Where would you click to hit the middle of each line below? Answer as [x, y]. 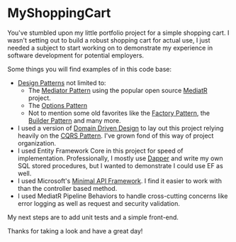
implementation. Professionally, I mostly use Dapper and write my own [120, 158]
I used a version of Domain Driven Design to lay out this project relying [120, 128]
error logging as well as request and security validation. [99, 203]
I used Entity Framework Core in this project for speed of [100, 150]
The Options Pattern [58, 105]
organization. [37, 143]
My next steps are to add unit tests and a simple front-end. [93, 217]
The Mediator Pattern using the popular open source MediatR [118, 90]
